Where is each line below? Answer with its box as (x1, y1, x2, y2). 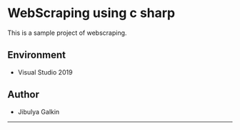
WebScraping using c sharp (7, 5, 176, 21)
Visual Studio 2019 (17, 67, 73, 76)
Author (7, 89, 39, 101)
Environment (7, 49, 66, 61)
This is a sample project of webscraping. (7, 28, 127, 37)
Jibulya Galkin (17, 107, 60, 116)
